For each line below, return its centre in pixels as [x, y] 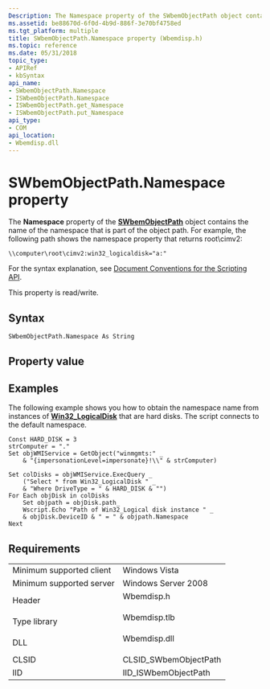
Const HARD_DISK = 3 [43, 440]
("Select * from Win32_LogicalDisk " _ [90, 482]
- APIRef [23, 68]
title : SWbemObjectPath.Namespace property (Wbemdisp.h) [106, 38]
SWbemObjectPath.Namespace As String [72, 337]
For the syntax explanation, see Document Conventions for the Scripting [128, 269]
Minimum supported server [63, 584]
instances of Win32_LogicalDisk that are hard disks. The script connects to [134, 416]
